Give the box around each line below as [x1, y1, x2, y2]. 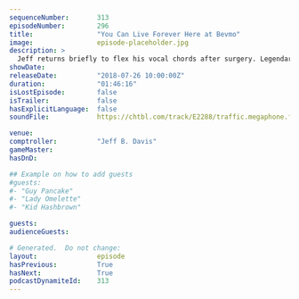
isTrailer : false [9, 96, 117, 105]
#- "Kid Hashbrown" [9, 203, 82, 212]
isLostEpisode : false [9, 87, 117, 96]
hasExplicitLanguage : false [9, 104, 117, 113]
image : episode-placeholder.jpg [9, 37, 190, 47]
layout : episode [9, 252, 125, 261]
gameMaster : [9, 145, 53, 154]
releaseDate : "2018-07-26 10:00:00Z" [9, 71, 185, 80]
